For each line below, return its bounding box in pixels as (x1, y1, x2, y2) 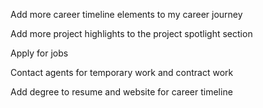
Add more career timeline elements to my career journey (10, 9, 243, 20)
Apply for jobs (10, 47, 69, 59)
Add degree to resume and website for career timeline (10, 86, 233, 98)
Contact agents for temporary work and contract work (10, 67, 234, 78)
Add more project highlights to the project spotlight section (10, 28, 253, 39)
